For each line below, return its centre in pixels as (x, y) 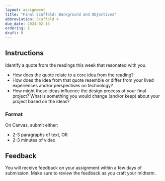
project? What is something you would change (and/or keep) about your (86, 96)
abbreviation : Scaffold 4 (32, 19)
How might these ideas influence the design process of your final (79, 91)
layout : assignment (25, 10)
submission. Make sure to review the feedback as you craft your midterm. (81, 173)
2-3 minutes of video (34, 140)
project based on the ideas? (41, 101)
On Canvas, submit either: (32, 125)
